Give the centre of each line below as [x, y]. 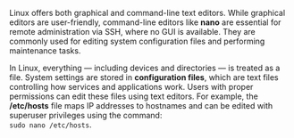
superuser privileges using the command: [86, 115]
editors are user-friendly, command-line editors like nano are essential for [145, 22]
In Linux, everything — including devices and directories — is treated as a [145, 68]
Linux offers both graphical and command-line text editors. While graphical [147, 13]
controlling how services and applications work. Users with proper [131, 87]
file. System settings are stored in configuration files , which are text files [144, 77]
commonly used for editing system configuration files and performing [137, 41]
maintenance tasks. [45, 51]
